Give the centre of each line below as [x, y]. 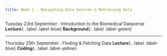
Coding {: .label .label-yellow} [47, 48]
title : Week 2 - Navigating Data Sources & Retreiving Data [69, 10]
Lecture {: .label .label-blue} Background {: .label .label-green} [69, 29]
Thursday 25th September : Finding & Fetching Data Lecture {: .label [75, 43]
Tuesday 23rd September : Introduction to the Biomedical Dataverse [75, 24]
